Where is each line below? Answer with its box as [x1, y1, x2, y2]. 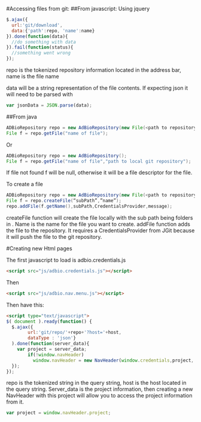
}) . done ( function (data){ [6, 33, 68, 40]
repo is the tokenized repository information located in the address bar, [6, 66, 181, 74]
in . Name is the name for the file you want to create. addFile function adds [6, 221, 190, 227]
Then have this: [6, 301, 44, 308]
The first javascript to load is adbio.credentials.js [6, 257, 126, 263]
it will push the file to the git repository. [6, 233, 102, 240]
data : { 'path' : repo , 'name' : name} [11, 28, 95, 34]
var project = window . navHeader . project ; [6, 410, 111, 416]
